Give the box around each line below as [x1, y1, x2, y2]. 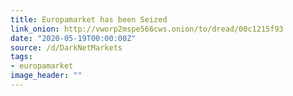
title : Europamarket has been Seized [10, 14, 168, 25]
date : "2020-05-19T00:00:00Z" [10, 33, 137, 43]
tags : [10, 52, 33, 62]
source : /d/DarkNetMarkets [10, 42, 123, 53]
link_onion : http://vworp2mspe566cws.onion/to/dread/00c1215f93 [10, 24, 284, 34]
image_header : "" [10, 71, 83, 81]
